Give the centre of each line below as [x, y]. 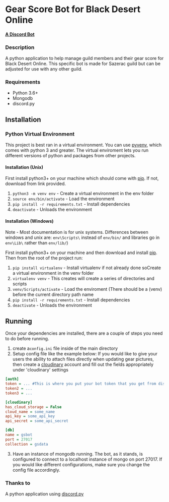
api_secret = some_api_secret [37, 421]
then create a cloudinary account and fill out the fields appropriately [83, 364]
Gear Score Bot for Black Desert [73, 9]
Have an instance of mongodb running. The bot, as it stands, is [78, 454]
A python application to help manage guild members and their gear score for [84, 58]
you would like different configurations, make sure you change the [81, 464]
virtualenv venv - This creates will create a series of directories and [83, 279]
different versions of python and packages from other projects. [70, 156]
